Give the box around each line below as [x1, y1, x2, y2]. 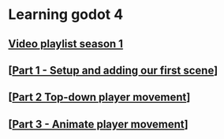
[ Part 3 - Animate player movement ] [8, 117, 189, 131]
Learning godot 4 [8, 6, 124, 24]
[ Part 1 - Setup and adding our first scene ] [8, 63, 218, 77]
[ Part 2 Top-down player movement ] [8, 91, 191, 104]
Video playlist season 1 [8, 37, 124, 51]
